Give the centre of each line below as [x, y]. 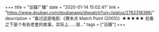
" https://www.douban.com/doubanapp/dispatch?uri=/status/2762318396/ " [80, 13]
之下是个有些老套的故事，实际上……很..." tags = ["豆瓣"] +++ [65, 24]
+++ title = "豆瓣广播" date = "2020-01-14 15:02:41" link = [62, 7]
